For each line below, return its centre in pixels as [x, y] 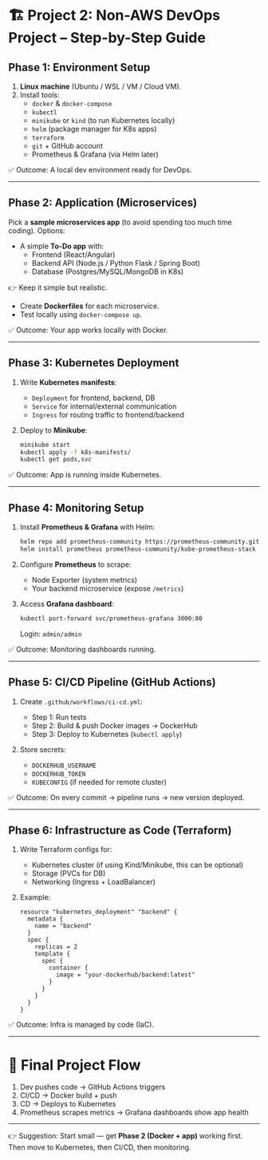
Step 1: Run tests [59, 717]
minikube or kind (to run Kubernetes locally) [103, 120]
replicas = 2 [56, 947]
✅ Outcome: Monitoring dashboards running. [82, 649]
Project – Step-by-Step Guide [107, 38]
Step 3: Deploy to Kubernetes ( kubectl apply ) [107, 734]
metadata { [45, 919]
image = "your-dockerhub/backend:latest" [125, 975]
